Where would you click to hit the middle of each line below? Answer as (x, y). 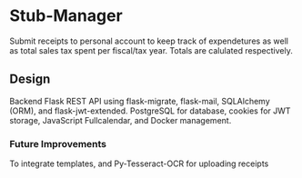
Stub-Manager (66, 16)
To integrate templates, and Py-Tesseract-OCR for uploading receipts (139, 163)
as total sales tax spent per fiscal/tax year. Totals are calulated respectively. (151, 50)
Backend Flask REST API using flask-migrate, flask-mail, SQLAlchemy (140, 101)
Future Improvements (58, 143)
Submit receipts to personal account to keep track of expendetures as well (149, 41)
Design (30, 79)
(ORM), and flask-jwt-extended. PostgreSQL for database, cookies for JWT (150, 111)
